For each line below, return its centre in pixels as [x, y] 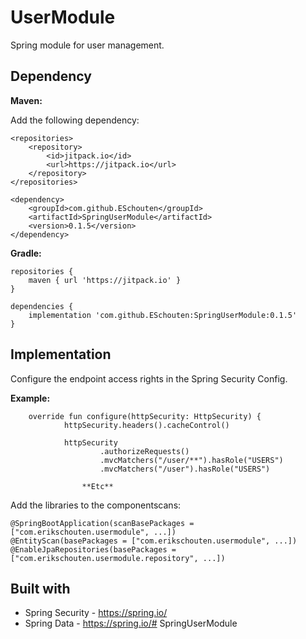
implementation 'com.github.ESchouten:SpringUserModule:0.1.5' [163, 315]
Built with [40, 588]
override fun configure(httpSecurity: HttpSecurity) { [145, 416]
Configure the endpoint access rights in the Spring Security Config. [149, 378]
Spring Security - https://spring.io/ [96, 613]
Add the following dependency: [75, 120]
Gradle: [26, 253]
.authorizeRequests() [144, 451]
